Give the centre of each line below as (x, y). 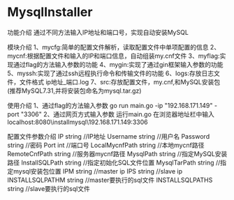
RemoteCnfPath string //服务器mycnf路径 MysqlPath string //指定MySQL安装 (117, 153)
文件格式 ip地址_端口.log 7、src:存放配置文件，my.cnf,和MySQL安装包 (120, 82)
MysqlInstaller (50, 12)
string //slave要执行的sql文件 (49, 188)
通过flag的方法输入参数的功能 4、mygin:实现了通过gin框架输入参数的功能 (118, 64)
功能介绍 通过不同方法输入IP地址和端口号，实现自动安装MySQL (98, 32)
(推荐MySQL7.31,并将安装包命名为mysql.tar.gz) (74, 91)
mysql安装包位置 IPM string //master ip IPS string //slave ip (98, 171)
